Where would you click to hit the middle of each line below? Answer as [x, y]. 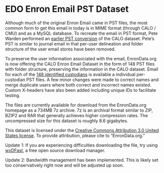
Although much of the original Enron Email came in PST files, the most [76, 23]
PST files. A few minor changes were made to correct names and [93, 80]
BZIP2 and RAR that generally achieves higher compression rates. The [77, 115]
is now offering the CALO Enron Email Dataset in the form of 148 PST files [80, 64]
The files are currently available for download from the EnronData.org [76, 105]
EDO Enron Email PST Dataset [67, 9]
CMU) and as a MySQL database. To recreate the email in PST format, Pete [82, 33]
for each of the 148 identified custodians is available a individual [70, 74]
